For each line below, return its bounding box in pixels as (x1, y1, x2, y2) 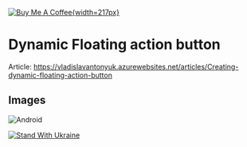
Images (8, 93, 46, 107)
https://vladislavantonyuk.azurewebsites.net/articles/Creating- (33, 62, 239, 71)
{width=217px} (71, 8, 120, 17)
